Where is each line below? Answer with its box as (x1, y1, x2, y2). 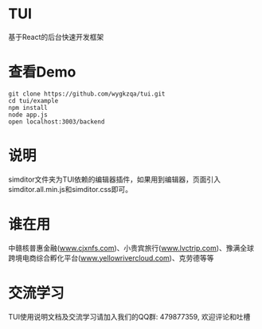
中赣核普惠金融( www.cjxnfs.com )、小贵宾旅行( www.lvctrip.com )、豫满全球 (8, 243, 255, 253)
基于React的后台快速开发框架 (8, 32, 104, 41)
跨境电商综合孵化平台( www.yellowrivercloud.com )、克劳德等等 (8, 253, 214, 263)
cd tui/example (8, 96, 59, 104)
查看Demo (8, 63, 76, 81)
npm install (8, 104, 48, 112)
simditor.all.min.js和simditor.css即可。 (8, 184, 133, 194)
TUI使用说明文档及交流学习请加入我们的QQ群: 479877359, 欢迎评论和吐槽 (8, 311, 251, 321)
